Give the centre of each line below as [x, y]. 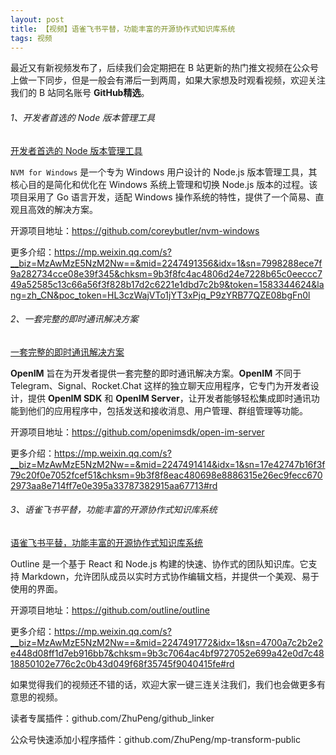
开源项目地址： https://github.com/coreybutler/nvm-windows [135, 230]
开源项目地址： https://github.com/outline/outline [110, 610]
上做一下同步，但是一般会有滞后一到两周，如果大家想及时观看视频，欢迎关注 [168, 80]
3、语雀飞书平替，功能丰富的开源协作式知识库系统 [114, 510]
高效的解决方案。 [62, 209]
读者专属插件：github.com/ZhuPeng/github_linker [112, 718]
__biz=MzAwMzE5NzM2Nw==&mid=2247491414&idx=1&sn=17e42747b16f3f [168, 464]
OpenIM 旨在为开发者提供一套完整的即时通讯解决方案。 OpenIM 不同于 [156, 373]
